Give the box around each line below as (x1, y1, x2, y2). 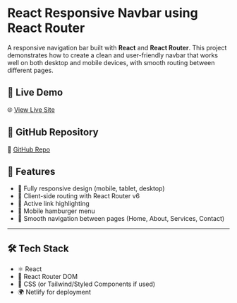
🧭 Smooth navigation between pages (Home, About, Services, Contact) (17, 215, 225, 223)
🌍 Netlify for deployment (17, 288, 92, 297)
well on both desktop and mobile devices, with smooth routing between (7, 58, 215, 67)
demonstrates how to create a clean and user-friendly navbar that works (7, 51, 219, 59)
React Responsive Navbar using (7, 5, 199, 21)
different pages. (7, 66, 54, 74)
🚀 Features (7, 165, 56, 178)
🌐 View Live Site (7, 105, 55, 114)
